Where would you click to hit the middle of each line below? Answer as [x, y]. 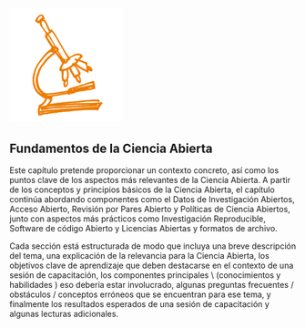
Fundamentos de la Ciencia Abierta [111, 148]
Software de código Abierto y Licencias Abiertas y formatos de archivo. [143, 229]
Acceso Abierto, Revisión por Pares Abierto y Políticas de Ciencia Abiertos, [150, 210]
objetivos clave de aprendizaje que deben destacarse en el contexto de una [152, 266]
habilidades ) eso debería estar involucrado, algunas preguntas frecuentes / [152, 285]
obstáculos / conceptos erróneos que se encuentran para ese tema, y [140, 294]
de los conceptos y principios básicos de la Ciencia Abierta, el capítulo [142, 190]
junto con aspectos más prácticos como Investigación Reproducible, [138, 219]
